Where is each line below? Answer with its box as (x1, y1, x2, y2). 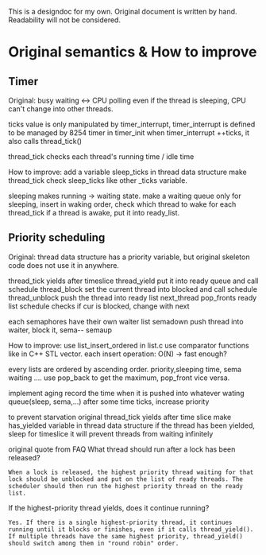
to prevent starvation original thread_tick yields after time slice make (8, 412, 232, 421)
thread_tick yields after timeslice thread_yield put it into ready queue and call (8, 276, 259, 285)
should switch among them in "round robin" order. (8, 539, 179, 547)
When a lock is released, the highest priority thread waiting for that (8, 468, 254, 476)
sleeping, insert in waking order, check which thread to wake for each (8, 200, 237, 209)
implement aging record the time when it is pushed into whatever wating (8, 388, 245, 398)
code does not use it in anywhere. (8, 260, 119, 270)
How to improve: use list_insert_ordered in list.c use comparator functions (8, 340, 249, 350)
